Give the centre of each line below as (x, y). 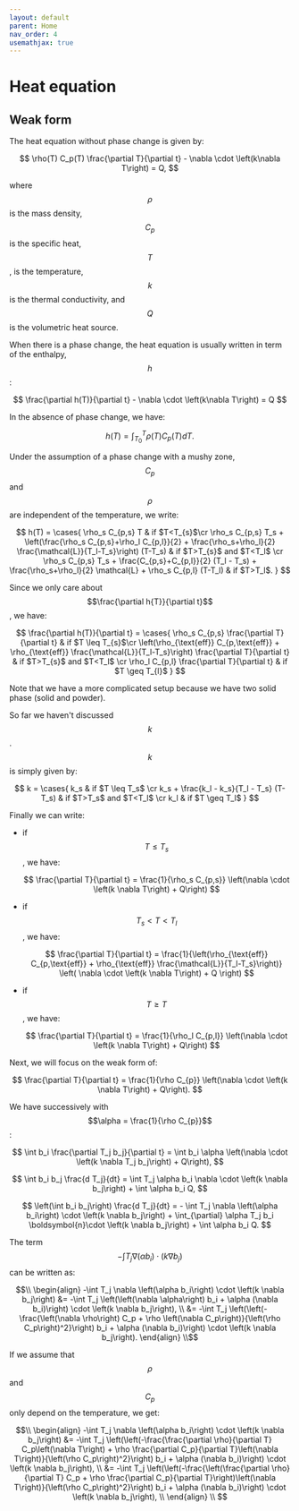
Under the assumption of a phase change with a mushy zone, (122, 457)
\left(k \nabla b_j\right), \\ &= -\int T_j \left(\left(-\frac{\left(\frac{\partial (140, 1468)
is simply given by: (43, 771)
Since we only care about (56, 587)
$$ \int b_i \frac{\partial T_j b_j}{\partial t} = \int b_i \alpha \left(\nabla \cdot (150, 1152)
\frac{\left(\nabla (50, 1319)
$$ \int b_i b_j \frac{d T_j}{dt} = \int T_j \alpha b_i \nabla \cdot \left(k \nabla (150, 1179)
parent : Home (33, 26)
